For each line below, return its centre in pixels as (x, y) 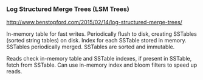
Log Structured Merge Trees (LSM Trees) (68, 9)
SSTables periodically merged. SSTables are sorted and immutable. (91, 47)
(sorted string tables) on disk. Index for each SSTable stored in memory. (96, 41)
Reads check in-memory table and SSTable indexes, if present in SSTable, (99, 59)
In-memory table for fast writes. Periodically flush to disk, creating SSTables (102, 34)
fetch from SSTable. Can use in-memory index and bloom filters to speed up (102, 65)
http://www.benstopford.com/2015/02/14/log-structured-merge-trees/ (94, 22)
